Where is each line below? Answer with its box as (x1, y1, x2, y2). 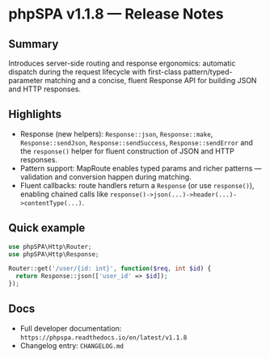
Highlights (8, 107, 62, 121)
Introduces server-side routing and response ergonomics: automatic (8, 58, 236, 68)
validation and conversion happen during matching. (19, 171, 192, 182)
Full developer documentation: (19, 323, 122, 333)
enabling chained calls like (19, 189, 109, 199)
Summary (8, 37, 59, 51)
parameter (8, 76, 44, 85)
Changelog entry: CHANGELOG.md (19, 340, 124, 350)
